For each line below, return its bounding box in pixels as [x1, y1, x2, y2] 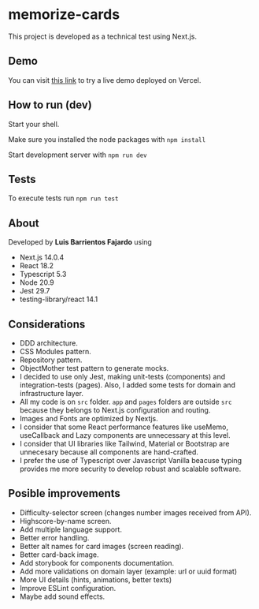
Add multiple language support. [19, 525, 122, 534]
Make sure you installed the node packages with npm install [8, 134, 206, 144]
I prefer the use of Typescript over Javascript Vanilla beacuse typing [19, 456, 242, 465]
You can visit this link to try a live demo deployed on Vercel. [8, 75, 202, 84]
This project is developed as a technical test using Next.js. [8, 32, 198, 41]
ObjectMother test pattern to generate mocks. [19, 364, 169, 372]
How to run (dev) [8, 99, 92, 112]
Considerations [8, 317, 86, 331]
